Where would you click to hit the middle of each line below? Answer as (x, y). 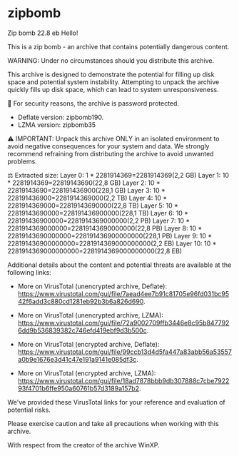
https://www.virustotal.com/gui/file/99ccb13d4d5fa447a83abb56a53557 (124, 352)
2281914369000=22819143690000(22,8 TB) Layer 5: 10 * (93, 206)
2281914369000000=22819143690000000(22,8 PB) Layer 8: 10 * (105, 228)
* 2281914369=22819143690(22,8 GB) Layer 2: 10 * (84, 183)
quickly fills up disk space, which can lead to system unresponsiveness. (113, 89)
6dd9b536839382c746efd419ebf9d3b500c (82, 330)
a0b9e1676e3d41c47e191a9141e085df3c (77, 359)
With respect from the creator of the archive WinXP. (84, 445)
